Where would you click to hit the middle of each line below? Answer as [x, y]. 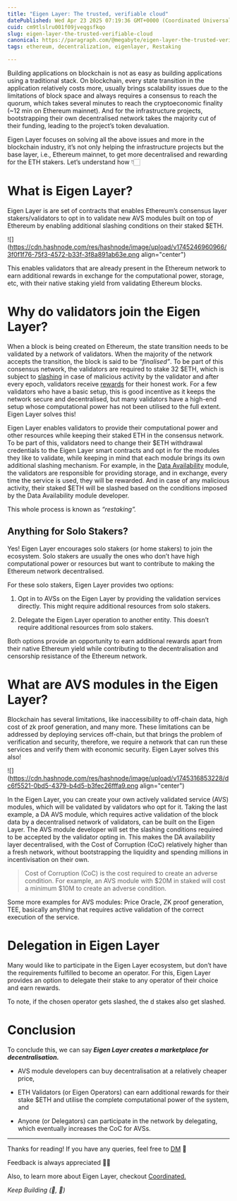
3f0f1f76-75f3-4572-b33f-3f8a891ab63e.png [73, 254]
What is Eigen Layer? [70, 191]
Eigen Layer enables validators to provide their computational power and [113, 427]
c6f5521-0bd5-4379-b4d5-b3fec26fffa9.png [73, 786]
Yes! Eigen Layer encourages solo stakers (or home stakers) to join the [110, 548]
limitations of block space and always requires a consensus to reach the [112, 96]
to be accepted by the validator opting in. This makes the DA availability [111, 837]
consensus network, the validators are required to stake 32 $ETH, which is [116, 369]
